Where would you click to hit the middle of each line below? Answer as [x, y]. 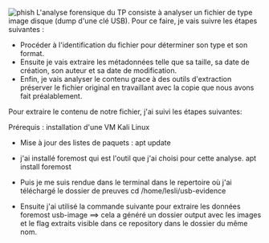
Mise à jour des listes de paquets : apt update [95, 143]
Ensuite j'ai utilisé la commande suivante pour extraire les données [130, 206]
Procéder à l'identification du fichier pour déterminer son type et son [134, 45]
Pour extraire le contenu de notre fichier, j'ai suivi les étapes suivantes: [125, 111]
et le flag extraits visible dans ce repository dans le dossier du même [134, 223]
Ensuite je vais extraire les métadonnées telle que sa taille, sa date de [135, 62]
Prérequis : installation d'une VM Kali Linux [79, 127]
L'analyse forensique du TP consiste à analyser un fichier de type [144, 12]
